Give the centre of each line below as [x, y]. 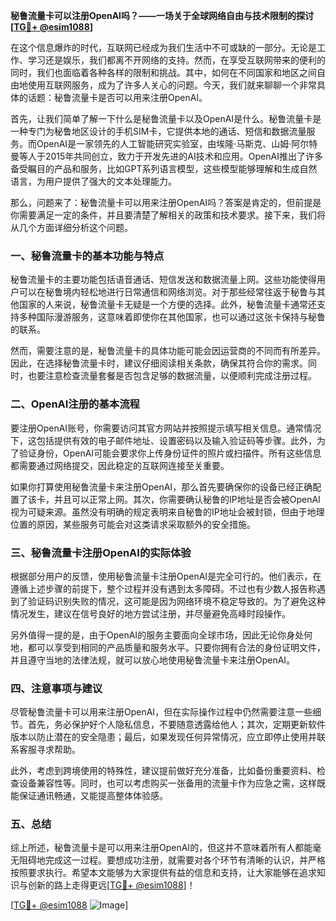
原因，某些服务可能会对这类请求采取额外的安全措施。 [146, 524]
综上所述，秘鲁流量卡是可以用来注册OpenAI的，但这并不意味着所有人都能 [161, 848]
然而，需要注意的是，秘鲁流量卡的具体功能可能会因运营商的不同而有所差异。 [168, 351]
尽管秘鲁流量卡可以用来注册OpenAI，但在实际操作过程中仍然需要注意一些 [161, 712]
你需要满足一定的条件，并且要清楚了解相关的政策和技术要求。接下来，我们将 [168, 215]
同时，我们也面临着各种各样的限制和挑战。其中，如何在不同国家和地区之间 [163, 72]
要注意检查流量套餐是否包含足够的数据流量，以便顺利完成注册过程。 [176, 376]
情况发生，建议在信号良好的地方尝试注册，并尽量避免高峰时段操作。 [150, 613]
